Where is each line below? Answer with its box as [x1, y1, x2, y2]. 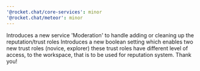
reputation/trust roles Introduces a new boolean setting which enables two [6, 38, 193, 45]
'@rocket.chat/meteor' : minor [6, 15, 84, 21]
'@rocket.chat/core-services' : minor [6, 9, 102, 15]
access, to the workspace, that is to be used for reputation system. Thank [6, 51, 192, 58]
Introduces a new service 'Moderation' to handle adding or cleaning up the [6, 31, 194, 39]
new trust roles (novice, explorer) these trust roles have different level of [6, 44, 188, 52]
